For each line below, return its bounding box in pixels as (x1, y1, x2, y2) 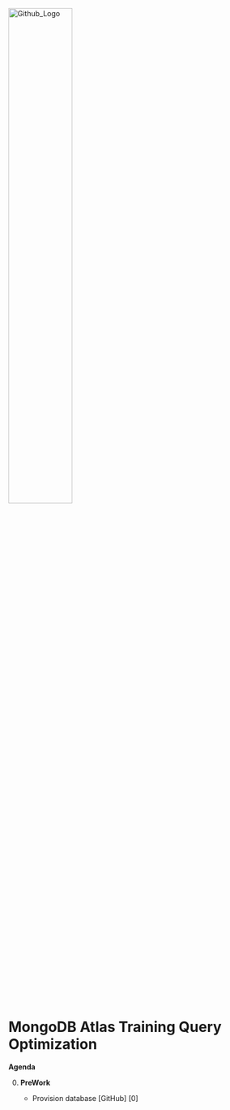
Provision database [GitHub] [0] (32, 1093, 139, 1103)
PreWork (19, 1077, 51, 1087)
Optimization (8, 1035, 97, 1054)
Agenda (8, 1061, 36, 1072)
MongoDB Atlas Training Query (8, 1018, 222, 1036)
